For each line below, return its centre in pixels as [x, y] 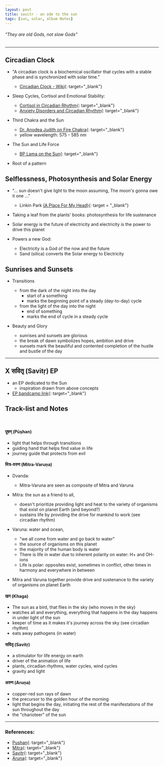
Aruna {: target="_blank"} [37, 758]
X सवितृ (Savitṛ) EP [32, 371]
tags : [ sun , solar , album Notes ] [39, 19]
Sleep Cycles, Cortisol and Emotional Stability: [59, 96]
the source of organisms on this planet [58, 544]
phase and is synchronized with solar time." [56, 77]
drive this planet [28, 230]
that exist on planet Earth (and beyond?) [60, 510]
